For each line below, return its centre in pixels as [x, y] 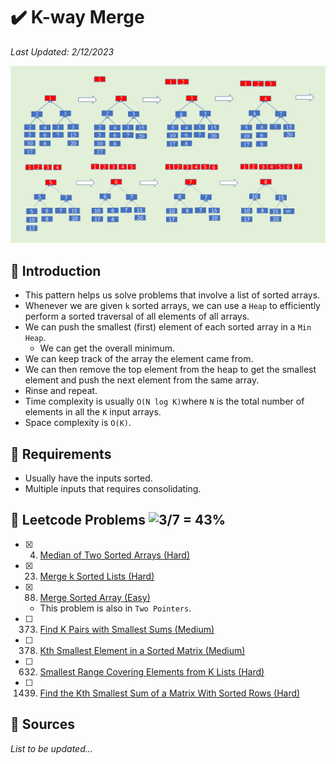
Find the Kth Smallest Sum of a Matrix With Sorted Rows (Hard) [170, 693]
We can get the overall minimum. [107, 348]
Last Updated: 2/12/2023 [62, 51]
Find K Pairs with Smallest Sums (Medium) [127, 629]
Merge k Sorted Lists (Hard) [97, 576]
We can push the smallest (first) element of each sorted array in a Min [168, 327]
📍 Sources [43, 724]
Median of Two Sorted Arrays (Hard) [114, 555]
